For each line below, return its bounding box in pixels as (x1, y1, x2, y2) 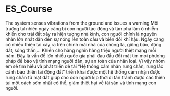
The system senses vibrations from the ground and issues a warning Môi (5, 20, 159, 26)
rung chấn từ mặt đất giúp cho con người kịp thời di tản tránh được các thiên (5, 74, 165, 80)
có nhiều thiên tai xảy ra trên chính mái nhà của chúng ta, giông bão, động (5, 41, 162, 47)
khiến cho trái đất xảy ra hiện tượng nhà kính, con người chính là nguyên (5, 31, 157, 37)
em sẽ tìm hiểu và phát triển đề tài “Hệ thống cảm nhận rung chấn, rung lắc (5, 63, 164, 69)
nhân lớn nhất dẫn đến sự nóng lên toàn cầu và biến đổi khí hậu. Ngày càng (5, 36, 164, 42)
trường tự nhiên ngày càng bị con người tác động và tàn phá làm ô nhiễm (5, 25, 158, 31)
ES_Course (5, 3, 53, 15)
